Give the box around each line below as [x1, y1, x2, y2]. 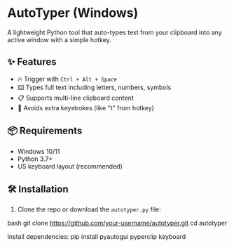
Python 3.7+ [17, 155, 53, 163]
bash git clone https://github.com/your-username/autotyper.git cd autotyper [7, 219, 228, 228]
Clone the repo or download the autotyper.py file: [17, 205, 161, 214]
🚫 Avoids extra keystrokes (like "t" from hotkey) [17, 103, 154, 112]
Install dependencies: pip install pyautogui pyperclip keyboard [7, 233, 186, 241]
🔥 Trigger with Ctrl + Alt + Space [17, 74, 118, 83]
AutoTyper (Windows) [7, 5, 139, 21]
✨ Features [7, 56, 57, 68]
